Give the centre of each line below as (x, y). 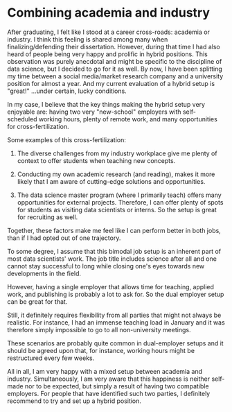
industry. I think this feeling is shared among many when (88, 39)
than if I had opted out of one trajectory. (64, 238)
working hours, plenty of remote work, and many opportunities (128, 119)
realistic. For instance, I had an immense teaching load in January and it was (116, 322)
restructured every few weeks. (51, 358)
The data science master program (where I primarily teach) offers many (119, 195)
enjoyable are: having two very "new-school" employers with (94, 112)
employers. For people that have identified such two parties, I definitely (109, 393)
